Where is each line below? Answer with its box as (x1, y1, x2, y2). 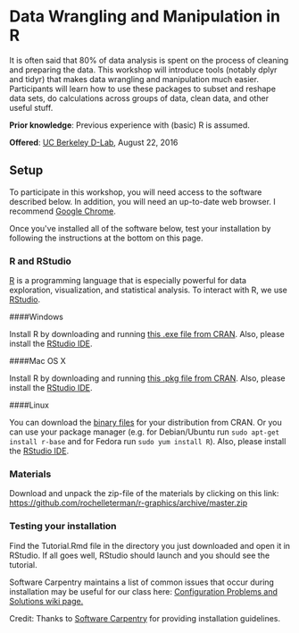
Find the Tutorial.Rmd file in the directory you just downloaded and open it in (9, 540, 291, 551)
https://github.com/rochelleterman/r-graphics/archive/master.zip (9, 498, 248, 509)
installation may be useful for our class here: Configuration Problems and (9, 586, 278, 596)
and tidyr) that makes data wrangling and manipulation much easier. (9, 73, 259, 84)
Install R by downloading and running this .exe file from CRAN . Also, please (9, 329, 286, 340)
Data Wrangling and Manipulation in (9, 6, 281, 27)
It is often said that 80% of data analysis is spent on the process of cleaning (9, 55, 289, 65)
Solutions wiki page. (9, 595, 84, 606)
